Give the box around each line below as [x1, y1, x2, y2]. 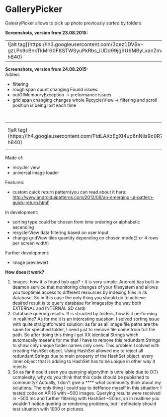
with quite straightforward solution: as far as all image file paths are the [12, 321, 158, 327]
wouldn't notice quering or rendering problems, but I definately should [12, 401, 157, 407]
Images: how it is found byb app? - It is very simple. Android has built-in [12, 278, 160, 285]
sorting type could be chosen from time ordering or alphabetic [12, 218, 141, 225]
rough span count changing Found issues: [12, 86, 99, 92]
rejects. [12, 363, 28, 370]
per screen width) [12, 240, 49, 246]
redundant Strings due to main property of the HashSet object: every [12, 353, 154, 359]
